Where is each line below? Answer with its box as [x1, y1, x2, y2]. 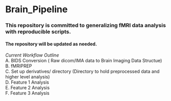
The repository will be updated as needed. [5, 41, 97, 47]
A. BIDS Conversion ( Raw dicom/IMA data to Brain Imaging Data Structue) [5, 58, 162, 64]
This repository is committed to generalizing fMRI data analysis [5, 22, 166, 29]
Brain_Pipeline [5, 4, 68, 15]
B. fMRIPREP [5, 63, 32, 69]
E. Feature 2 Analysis [5, 85, 50, 91]
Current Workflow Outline [5, 52, 59, 58]
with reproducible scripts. [5, 28, 71, 35]
